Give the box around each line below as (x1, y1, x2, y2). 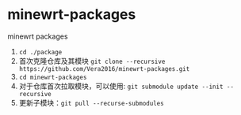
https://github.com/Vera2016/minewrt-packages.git (18, 65, 190, 72)
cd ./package (18, 48, 63, 56)
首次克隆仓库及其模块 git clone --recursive (18, 56, 166, 65)
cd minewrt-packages (18, 73, 87, 81)
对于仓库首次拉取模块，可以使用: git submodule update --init (18, 81, 224, 91)
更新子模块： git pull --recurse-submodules (18, 98, 164, 107)
